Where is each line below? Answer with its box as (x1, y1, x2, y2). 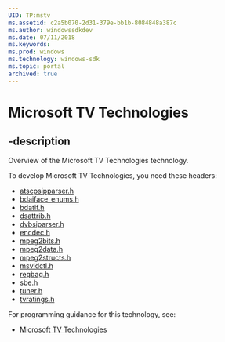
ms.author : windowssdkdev (8, 26, 93, 34)
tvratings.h (19, 294, 55, 304)
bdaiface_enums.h (19, 194, 80, 204)
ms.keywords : (8, 41, 51, 49)
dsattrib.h (19, 211, 51, 220)
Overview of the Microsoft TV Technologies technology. (8, 155, 189, 165)
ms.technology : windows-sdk (8, 56, 100, 64)
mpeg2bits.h (19, 236, 61, 246)
